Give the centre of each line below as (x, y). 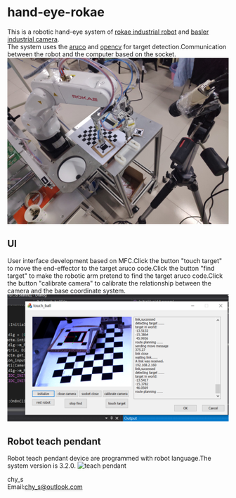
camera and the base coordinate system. (67, 290)
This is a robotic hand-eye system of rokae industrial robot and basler (108, 32)
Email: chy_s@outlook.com (45, 487)
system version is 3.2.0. (41, 466)
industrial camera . (33, 39)
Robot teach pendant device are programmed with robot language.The (110, 458)
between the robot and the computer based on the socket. (92, 54)
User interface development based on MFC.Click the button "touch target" (115, 260)
